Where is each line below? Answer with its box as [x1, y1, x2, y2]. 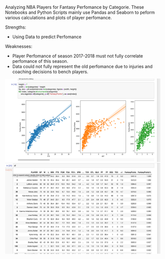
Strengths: [5, 24, 26, 30]
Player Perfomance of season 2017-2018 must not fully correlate [12, 53, 143, 59]
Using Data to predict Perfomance [12, 34, 82, 40]
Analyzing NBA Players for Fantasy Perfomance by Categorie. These [5, 4, 144, 10]
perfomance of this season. [12, 58, 68, 64]
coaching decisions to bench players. [12, 69, 89, 75]
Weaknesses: [5, 43, 33, 49]
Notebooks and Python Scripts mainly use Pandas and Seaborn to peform [5, 9, 155, 15]
